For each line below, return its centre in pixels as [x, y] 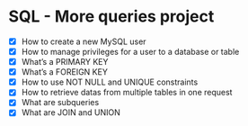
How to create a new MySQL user [84, 41]
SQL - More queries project [111, 17]
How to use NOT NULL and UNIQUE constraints [110, 82]
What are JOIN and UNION [71, 112]
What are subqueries [60, 103]
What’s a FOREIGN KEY [65, 72]
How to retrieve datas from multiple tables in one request [127, 93]
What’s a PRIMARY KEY [65, 62]
